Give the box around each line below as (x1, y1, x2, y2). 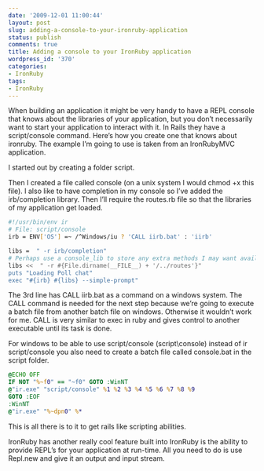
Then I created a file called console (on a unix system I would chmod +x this (8, 178, 255, 188)
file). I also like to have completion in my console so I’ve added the (8, 186, 223, 196)
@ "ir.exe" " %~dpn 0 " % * (8, 407, 82, 415)
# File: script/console (8, 225, 86, 234)
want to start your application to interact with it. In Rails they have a (8, 122, 225, 132)
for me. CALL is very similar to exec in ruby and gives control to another (8, 316, 240, 325)
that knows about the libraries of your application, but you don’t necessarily (8, 115, 253, 124)
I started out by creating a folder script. (8, 162, 135, 173)
